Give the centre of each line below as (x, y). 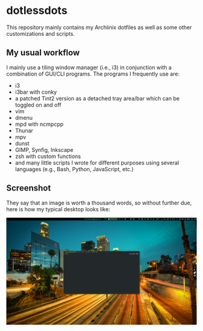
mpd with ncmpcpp (39, 124)
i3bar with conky (36, 92)
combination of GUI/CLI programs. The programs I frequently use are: (93, 74)
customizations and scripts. (40, 33)
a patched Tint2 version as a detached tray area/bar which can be (97, 98)
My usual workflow (43, 53)
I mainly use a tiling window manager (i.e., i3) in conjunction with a (89, 67)
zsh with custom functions (48, 156)
